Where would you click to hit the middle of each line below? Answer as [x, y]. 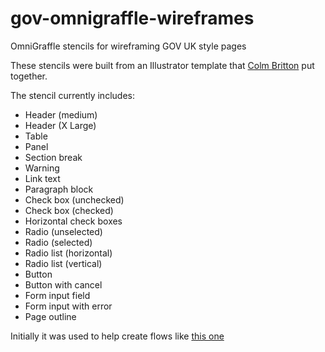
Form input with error [68, 306]
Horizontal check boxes [73, 221]
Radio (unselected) [63, 231]
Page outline [50, 316]
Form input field [57, 295]
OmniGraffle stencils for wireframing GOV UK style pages [128, 46]
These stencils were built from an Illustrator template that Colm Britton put [162, 65]
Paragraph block [59, 189]
